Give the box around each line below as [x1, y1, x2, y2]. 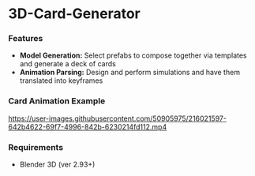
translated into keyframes [19, 76, 103, 85]
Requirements [8, 141, 64, 152]
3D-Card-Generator [8, 5, 141, 23]
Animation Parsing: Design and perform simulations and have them [19, 68, 241, 77]
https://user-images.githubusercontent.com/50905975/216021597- [8, 114, 227, 123]
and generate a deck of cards [19, 59, 116, 69]
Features [8, 33, 43, 44]
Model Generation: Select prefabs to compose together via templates [19, 51, 247, 60]
